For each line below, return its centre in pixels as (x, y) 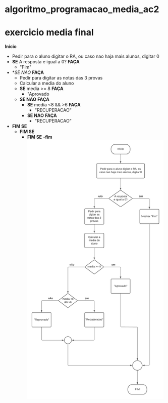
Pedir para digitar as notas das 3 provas (61, 78)
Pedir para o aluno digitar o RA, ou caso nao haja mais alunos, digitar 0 (86, 56)
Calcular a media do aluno (47, 83)
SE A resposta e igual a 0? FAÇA (46, 62)
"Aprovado (38, 94)
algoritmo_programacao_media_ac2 (82, 9)
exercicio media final (49, 33)
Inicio (11, 47)
